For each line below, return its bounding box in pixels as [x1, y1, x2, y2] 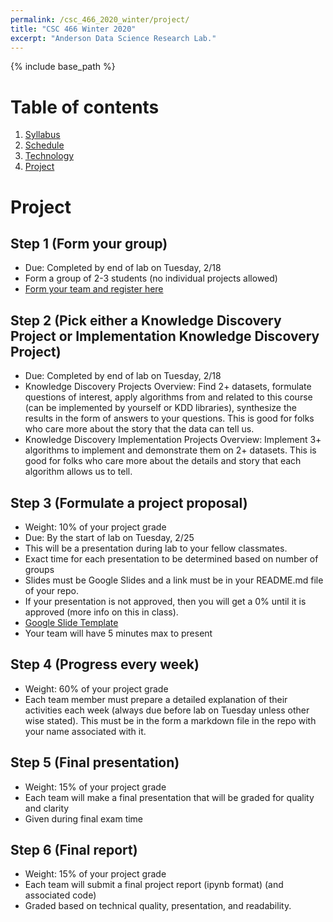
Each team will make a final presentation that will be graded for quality [24, 791, 315, 803]
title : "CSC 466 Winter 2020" [10, 24, 137, 34]
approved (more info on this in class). [24, 606, 179, 618]
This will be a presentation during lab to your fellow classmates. [24, 542, 288, 554]
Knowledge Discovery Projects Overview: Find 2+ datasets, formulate [24, 381, 312, 393]
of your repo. [24, 584, 79, 596]
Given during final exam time [24, 812, 144, 825]
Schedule [24, 139, 65, 151]
